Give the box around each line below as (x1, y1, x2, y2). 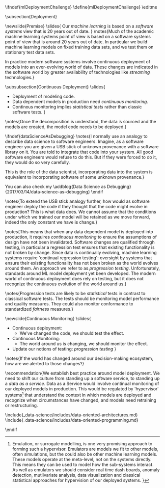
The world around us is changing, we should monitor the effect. (19, 341, 148, 347)
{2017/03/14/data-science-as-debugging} (5, 189, 90, 194)
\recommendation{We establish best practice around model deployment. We (5, 370, 160, 376)
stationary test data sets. (5, 49, 55, 55)
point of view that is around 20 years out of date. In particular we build (5, 39, 148, 45)
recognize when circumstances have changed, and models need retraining (5, 397, 157, 403)
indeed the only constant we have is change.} (5, 219, 98, 225)
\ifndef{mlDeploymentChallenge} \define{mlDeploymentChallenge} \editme (5, 4, 158, 10)
